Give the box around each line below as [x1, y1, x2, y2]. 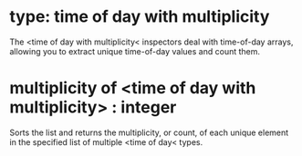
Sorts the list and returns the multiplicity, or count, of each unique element [9, 127, 289, 138]
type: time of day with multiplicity [9, 6, 270, 27]
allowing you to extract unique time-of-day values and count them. [9, 45, 261, 56]
